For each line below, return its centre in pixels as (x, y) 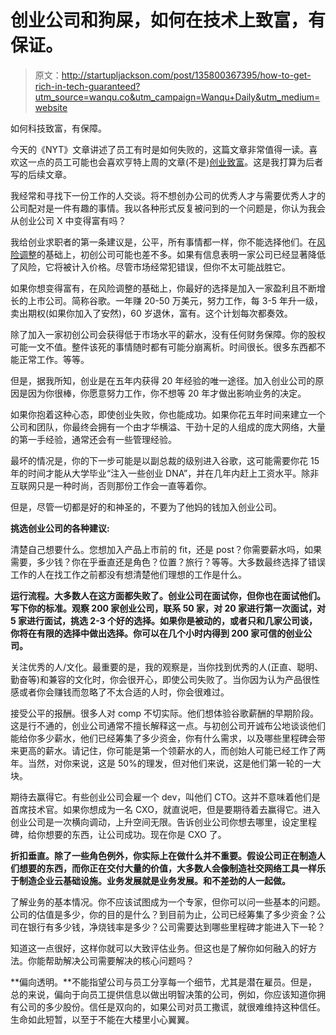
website (51, 107)
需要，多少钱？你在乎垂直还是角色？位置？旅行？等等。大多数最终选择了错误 (168, 562)
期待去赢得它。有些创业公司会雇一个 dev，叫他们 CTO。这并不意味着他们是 (165, 797)
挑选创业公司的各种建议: (60, 528)
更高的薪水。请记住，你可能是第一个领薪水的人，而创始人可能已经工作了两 (172, 750)
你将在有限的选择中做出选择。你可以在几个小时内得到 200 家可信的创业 (157, 633)
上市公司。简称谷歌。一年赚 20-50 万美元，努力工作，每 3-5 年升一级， (175, 300)
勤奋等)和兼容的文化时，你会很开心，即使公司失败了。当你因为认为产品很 (161, 679)
